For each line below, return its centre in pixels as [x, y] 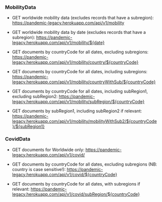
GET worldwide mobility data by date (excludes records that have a [79, 32]
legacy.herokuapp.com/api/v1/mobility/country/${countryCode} [75, 62]
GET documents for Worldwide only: [48, 150]
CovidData [18, 139]
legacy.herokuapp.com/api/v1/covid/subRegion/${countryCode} [76, 194]
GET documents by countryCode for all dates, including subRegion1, [80, 92]
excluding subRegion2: [35, 96]
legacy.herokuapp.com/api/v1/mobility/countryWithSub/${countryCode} [84, 82]
